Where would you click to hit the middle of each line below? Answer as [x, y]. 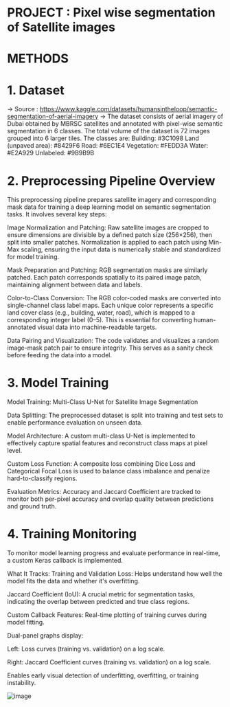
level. [15, 451]
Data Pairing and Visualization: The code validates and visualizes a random [113, 341]
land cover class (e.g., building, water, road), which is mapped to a [101, 313]
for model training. [33, 257]
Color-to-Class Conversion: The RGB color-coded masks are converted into [114, 298]
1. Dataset [36, 90]
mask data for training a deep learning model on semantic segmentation [109, 207]
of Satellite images [61, 27]
